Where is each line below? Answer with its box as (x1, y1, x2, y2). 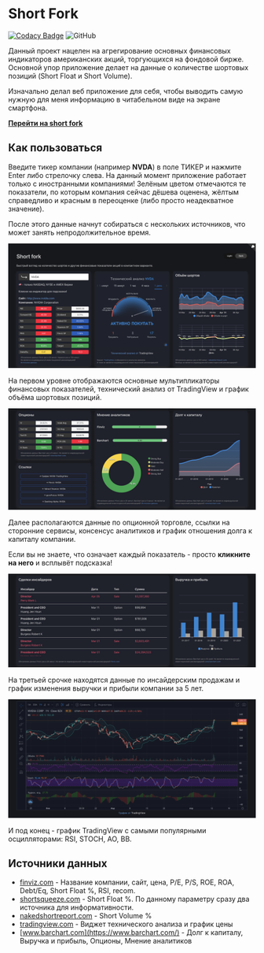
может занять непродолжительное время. (8, 228, 152, 237)
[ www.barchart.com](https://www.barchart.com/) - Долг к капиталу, (19, 928, 244, 937)
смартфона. (8, 103, 48, 113)
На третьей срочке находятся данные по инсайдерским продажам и (8, 675, 240, 685)
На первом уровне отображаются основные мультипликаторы (8, 376, 220, 385)
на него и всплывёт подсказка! (8, 558, 112, 568)
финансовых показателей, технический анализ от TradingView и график (8, 384, 249, 394)
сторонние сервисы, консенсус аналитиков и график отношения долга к (8, 526, 253, 536)
